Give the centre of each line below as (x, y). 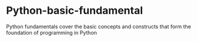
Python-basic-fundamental (74, 11)
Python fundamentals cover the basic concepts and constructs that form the (98, 26)
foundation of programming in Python (51, 32)
